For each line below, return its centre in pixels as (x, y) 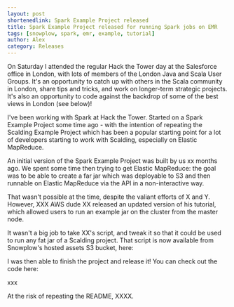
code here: (23, 269)
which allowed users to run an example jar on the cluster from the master (113, 212)
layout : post (26, 14)
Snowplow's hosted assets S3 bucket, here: (70, 248)
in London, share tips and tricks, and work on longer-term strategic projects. (117, 89)
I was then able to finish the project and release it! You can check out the (112, 261)
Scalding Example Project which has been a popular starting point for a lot (114, 132)
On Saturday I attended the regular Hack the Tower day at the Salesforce (112, 66)
